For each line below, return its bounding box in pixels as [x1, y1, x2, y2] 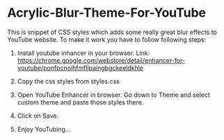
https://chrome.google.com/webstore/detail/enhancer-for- [17, 56, 186, 64]
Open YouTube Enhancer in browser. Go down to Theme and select [17, 91, 211, 99]
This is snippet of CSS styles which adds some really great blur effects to [7, 28, 218, 36]
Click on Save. [17, 111, 59, 120]
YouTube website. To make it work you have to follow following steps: [7, 35, 207, 43]
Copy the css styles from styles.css [17, 77, 120, 85]
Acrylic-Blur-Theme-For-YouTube [7, 5, 207, 21]
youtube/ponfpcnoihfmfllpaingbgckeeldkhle [17, 63, 144, 72]
